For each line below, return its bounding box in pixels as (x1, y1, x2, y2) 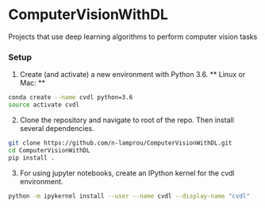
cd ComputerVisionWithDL (8, 146, 90, 154)
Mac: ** (19, 78, 46, 88)
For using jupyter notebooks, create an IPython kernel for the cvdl (19, 168, 235, 178)
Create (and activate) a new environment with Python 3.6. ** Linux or (19, 70, 246, 79)
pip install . (8, 153, 56, 162)
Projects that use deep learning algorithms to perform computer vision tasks (8, 32, 258, 41)
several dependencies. (19, 123, 95, 133)
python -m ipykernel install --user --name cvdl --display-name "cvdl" (8, 192, 250, 200)
